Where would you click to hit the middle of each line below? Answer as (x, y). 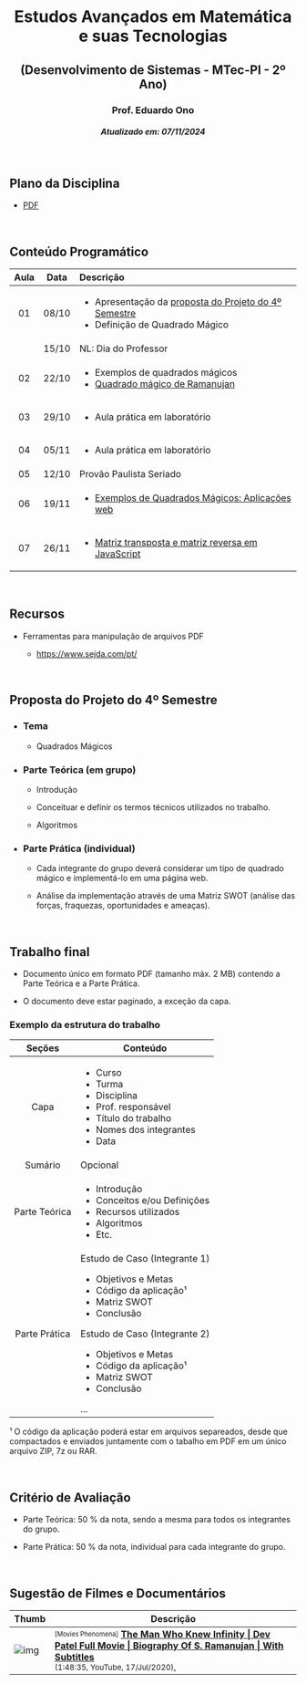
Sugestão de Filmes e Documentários (117, 1593)
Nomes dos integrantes (145, 1130)
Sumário (43, 1165)
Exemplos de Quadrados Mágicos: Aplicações (193, 498)
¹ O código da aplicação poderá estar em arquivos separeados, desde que (149, 1432)
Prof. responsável (133, 1107)
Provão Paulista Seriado (130, 474)
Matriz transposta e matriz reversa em (176, 543)
